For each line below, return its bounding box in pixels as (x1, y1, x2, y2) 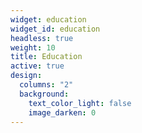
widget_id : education (10, 24, 101, 34)
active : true (10, 61, 65, 71)
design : (10, 71, 43, 81)
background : (19, 89, 70, 99)
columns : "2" (19, 80, 74, 90)
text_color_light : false (28, 98, 132, 108)
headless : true (10, 33, 74, 43)
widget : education (10, 14, 87, 25)
